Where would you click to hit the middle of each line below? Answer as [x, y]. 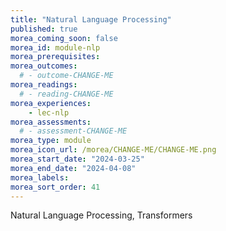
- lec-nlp [49, 112]
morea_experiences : [51, 103]
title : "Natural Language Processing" [91, 19]
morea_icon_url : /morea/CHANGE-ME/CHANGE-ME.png [113, 150]
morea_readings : [44, 85]
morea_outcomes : [44, 66]
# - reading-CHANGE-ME [66, 94]
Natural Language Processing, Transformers [101, 215]
